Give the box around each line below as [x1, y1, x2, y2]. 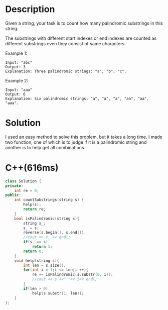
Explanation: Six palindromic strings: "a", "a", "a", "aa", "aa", [5, 96, 149, 101]
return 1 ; [32, 244, 53, 249]
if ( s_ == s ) [23, 240, 49, 245]
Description [5, 4, 55, 15]
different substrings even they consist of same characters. [5, 40, 126, 46]
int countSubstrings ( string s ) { [14, 197, 84, 202]
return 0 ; [23, 249, 44, 254]
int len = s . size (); [23, 263, 66, 268]
